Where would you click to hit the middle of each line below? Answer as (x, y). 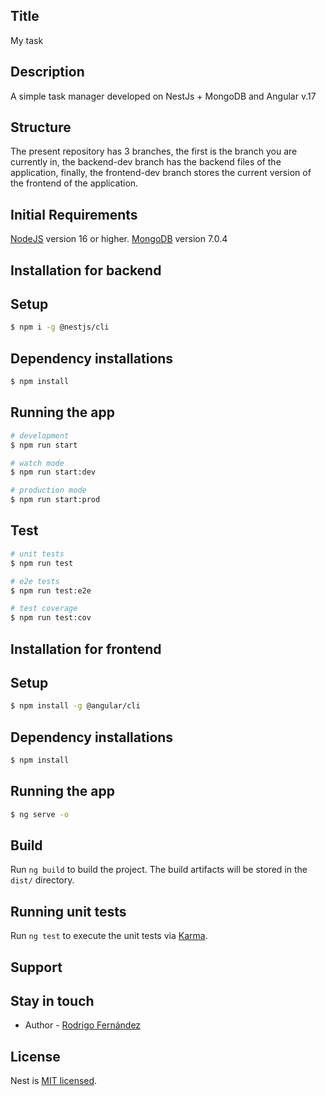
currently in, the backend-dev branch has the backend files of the (146, 162)
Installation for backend (86, 270)
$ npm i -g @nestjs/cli (60, 327)
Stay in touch (52, 1001)
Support (36, 967)
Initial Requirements (74, 214)
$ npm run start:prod (55, 500)
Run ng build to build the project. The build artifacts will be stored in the (159, 870)
